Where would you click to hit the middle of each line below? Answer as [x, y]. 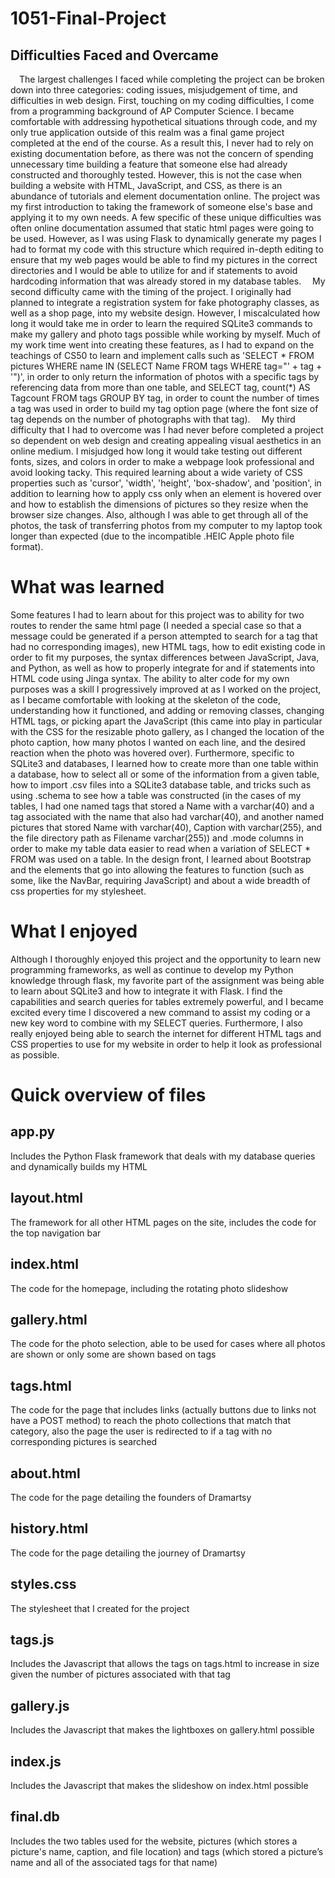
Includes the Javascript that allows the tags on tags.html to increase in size [165, 1664]
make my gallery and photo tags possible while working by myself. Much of [166, 334]
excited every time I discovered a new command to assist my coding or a [160, 1012]
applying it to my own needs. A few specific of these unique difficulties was [166, 217]
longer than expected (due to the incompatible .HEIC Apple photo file [152, 536]
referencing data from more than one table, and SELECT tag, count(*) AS [160, 387]
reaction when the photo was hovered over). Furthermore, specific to [152, 753]
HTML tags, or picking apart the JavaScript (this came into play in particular [166, 721]
